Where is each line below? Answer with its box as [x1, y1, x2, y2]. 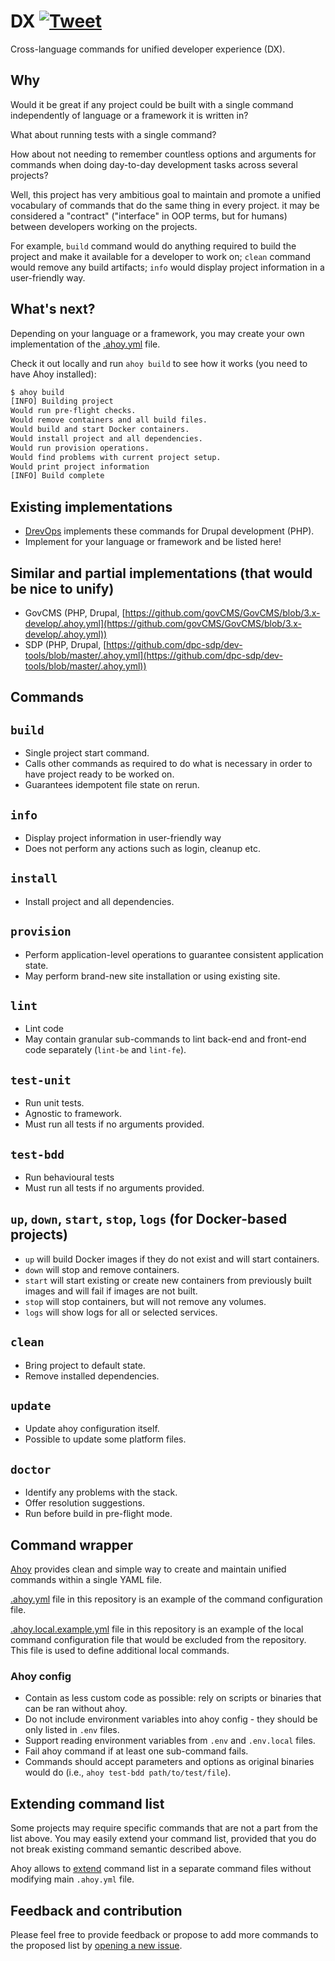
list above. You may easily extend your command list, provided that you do [10, 1833, 317, 1845]
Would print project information [10, 461, 150, 472]
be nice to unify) [10, 580, 115, 597]
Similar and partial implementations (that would [10, 565, 313, 582]
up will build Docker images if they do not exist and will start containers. [24, 1253, 320, 1265]
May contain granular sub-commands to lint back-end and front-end [24, 1033, 307, 1045]
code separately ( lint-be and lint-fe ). [24, 1044, 187, 1056]
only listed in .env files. [24, 1724, 120, 1736]
